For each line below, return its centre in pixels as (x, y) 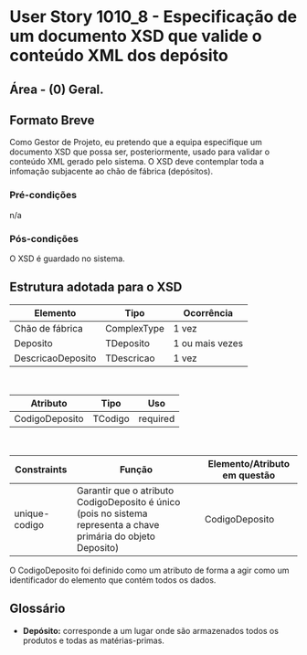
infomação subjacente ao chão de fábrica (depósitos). (111, 172)
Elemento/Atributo (249, 463)
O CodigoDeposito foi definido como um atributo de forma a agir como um (149, 570)
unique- (32, 513)
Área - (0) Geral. (57, 89)
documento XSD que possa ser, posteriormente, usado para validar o (140, 152)
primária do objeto (116, 536)
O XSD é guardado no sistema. (67, 259)
